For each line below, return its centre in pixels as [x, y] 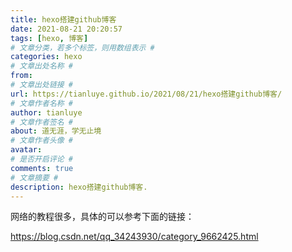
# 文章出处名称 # [41, 66]
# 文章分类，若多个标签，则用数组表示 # [82, 47]
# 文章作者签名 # [41, 122]
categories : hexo [46, 57]
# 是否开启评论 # [41, 159]
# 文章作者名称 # [41, 103]
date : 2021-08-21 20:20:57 [66, 29]
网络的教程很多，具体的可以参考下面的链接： [102, 217]
